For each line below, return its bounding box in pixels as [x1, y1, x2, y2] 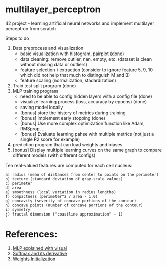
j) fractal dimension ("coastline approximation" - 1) [5, 211, 123, 217]
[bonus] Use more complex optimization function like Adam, [20, 120, 145, 126]
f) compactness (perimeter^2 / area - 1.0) [5, 194, 98, 199]
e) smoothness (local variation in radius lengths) [5, 189, 116, 195]
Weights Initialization [12, 256, 56, 262]
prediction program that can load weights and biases [12, 141, 123, 147]
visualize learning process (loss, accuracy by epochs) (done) [20, 98, 147, 104]
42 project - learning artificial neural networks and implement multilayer [5, 20, 155, 26]
